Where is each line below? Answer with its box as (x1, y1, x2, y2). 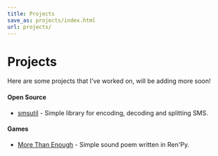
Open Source (7, 93, 47, 101)
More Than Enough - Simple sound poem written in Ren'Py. (17, 140, 190, 148)
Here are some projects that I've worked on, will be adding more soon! (7, 77, 211, 85)
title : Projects (7, 10, 55, 18)
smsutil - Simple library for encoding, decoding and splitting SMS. (17, 108, 209, 117)
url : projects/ (7, 23, 52, 30)
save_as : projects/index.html (7, 17, 96, 24)
